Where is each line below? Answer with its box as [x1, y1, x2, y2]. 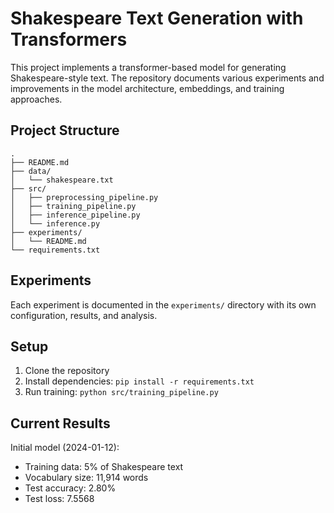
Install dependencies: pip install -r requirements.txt [24, 375, 255, 387]
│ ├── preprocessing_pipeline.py [10, 192, 159, 202]
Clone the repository [24, 365, 110, 377]
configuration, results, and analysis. [10, 309, 158, 321]
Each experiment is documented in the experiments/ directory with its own [10, 298, 317, 311]
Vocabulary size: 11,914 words [24, 472, 149, 484]
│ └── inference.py [10, 218, 101, 229]
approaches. [10, 93, 63, 105]
